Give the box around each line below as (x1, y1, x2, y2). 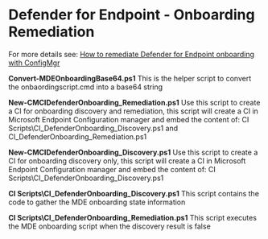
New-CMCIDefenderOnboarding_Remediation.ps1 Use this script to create (8, 97, 261, 107)
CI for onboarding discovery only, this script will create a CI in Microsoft (8, 155, 246, 166)
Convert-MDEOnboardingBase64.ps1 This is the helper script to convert (8, 73, 252, 83)
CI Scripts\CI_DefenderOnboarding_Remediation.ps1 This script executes (8, 212, 258, 222)
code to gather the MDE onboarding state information (8, 197, 186, 207)
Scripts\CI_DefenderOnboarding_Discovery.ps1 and (8, 123, 179, 133)
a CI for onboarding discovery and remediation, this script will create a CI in (8, 106, 259, 116)
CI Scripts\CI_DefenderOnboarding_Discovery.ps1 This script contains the (8, 188, 260, 198)
